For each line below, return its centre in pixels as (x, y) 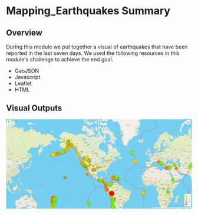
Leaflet (23, 83)
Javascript (27, 77)
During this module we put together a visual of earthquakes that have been (97, 47)
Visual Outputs (34, 108)
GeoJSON (27, 71)
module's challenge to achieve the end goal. (60, 59)
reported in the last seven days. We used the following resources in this (93, 53)
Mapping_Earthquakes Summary (88, 11)
